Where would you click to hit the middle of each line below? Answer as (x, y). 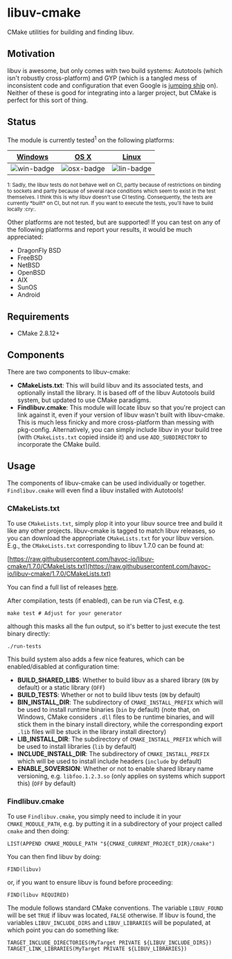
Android (28, 295)
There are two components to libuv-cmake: (69, 372)
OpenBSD (31, 273)
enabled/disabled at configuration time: (63, 666)
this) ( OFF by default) (46, 783)
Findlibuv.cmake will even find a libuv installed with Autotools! (95, 490)
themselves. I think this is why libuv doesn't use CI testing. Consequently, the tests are (110, 197)
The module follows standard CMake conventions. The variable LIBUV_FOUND (115, 908)
